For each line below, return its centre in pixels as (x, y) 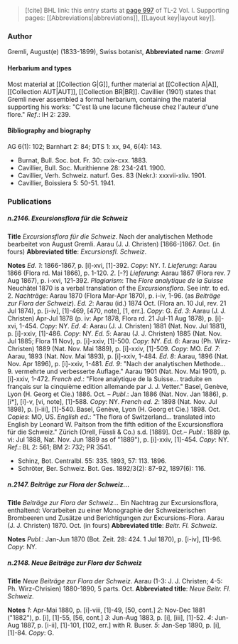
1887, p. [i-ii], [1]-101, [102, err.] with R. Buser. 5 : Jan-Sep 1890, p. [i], (121, 625)
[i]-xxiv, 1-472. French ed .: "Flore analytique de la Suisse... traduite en (109, 379)
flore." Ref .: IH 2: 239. (39, 114)
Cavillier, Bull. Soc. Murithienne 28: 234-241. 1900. (91, 167)
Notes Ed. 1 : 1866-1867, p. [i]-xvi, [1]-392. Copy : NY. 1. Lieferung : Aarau (112, 265)
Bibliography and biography (49, 130)
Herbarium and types (40, 68)
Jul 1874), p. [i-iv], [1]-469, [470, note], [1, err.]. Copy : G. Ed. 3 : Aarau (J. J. (117, 311)
